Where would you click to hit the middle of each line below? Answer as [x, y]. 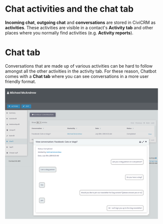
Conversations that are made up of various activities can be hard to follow [79, 66]
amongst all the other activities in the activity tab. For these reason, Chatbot [81, 71]
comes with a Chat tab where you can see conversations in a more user [77, 76]
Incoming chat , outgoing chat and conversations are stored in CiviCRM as [81, 22]
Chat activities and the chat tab [69, 9]
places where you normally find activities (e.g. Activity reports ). [69, 33]
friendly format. [21, 81]
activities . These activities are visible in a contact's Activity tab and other [79, 27]
